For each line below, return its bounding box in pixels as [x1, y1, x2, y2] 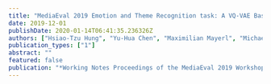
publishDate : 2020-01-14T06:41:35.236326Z [8, 26, 153, 34]
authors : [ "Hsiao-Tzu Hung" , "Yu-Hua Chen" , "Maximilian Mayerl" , [8, 34, 236, 42]
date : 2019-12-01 [8, 19, 67, 27]
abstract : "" [8, 49, 52, 57]
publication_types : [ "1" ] [8, 42, 95, 50]
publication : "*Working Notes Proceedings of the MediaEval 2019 [8, 64, 232, 72]
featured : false [8, 57, 63, 65]
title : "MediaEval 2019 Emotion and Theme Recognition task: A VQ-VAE [8, 11, 251, 20]
